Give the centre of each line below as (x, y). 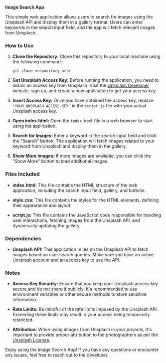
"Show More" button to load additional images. (60, 161)
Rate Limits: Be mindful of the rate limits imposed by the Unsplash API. (85, 309)
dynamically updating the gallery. (46, 225)
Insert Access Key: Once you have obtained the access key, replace (83, 100)
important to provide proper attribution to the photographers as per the (85, 335)
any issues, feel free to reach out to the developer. (57, 355)
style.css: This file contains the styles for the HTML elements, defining (85, 200)
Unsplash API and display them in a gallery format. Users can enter (74, 22)
